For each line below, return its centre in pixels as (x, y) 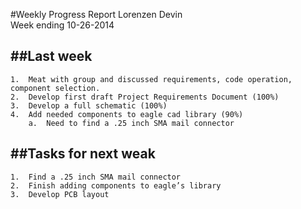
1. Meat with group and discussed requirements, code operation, (151, 79)
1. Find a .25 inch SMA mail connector (96, 177)
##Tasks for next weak (83, 154)
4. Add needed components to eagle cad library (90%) (127, 114)
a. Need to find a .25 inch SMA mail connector (131, 123)
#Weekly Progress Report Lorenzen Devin (96, 14)
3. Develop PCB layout (60, 194)
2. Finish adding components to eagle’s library (116, 185)
